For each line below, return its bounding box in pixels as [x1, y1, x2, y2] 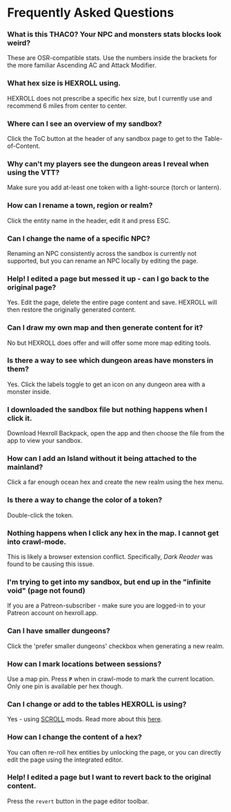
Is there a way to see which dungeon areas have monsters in [7, 356, 214, 366]
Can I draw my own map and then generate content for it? [7, 323, 203, 332]
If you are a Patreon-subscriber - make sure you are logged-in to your [7, 601, 205, 610]
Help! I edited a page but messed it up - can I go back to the [7, 274, 210, 283]
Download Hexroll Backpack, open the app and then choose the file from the [7, 429, 225, 437]
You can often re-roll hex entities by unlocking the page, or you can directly [7, 748, 222, 756]
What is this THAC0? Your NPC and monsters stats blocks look [7, 30, 222, 39]
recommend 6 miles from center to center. [7, 102, 128, 110]
